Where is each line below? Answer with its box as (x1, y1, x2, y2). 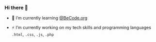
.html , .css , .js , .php (11, 31, 54, 37)
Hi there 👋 (4, 4, 29, 11)
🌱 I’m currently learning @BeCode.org (11, 15, 88, 21)
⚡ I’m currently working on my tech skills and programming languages (11, 25, 151, 31)
